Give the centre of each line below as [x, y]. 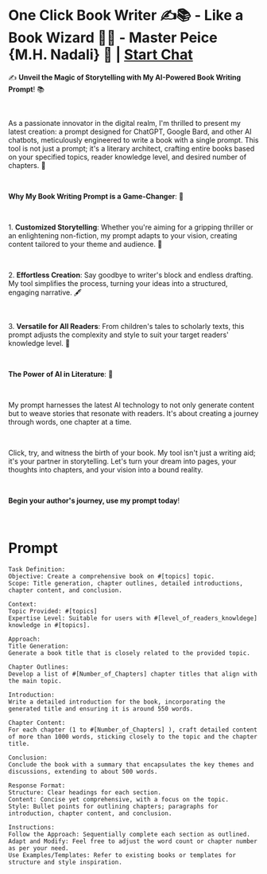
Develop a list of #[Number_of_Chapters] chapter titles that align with [133, 674]
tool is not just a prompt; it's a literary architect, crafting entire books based [132, 148]
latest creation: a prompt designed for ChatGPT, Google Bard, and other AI [130, 131]
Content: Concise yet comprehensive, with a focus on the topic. [118, 799]
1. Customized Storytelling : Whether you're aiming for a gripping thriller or [131, 227]
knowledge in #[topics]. [49, 625]
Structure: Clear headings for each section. [85, 792]
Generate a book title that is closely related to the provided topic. [129, 653]
